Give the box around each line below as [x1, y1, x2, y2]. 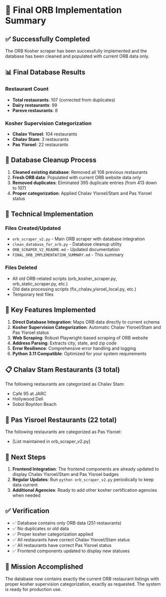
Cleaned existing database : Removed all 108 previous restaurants [12, 169, 148, 175]
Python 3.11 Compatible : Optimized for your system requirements [12, 350, 147, 356]
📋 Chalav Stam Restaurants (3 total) [5, 365, 120, 374]
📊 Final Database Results [5, 68, 86, 76]
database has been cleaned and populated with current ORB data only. [5, 53, 150, 59]
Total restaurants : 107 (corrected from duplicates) [12, 97, 115, 103]
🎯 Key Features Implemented [5, 306, 96, 314]
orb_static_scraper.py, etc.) [12, 280, 68, 287]
